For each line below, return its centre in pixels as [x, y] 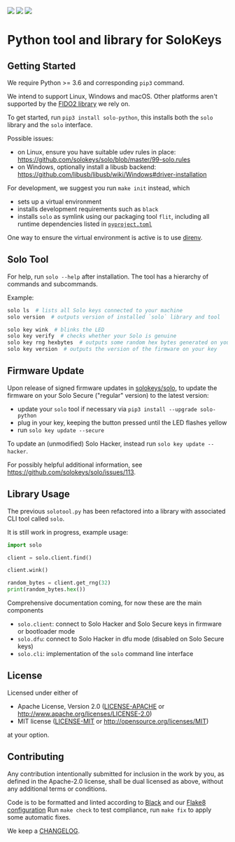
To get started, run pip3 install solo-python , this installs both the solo [110, 117]
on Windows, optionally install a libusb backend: [87, 167]
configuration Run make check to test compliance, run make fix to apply [109, 810]
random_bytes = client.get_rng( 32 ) [59, 583]
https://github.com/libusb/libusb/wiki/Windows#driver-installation [112, 174]
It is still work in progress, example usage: [68, 532]
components [26, 610]
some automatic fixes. [39, 817]
